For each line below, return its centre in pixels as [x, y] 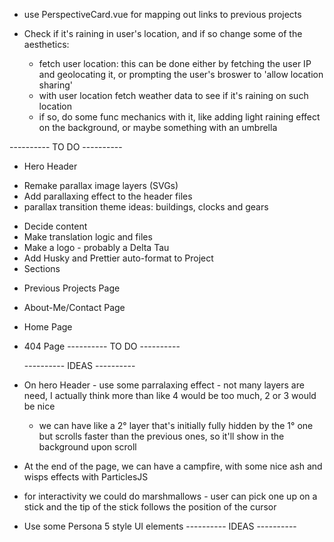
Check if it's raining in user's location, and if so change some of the [163, 33]
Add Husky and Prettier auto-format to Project [118, 258]
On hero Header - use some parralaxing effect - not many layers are [164, 385]
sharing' [55, 85]
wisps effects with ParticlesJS [86, 477]
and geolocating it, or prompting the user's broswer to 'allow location [181, 74]
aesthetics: [46, 44]
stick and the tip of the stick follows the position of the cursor [150, 507]
